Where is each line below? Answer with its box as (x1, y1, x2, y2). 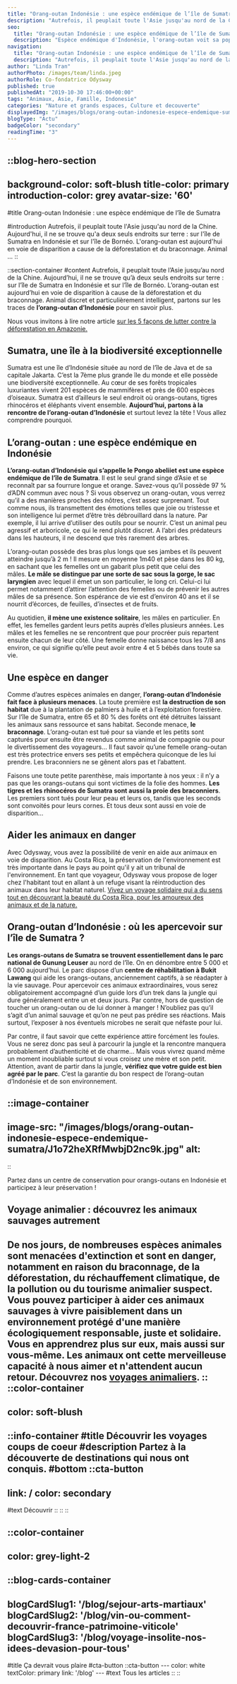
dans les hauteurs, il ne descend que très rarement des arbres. (7, 534, 190, 542)
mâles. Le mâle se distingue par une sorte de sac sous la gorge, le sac (7, 570, 215, 579)
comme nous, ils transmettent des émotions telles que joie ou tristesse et (7, 504, 220, 512)
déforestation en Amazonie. (7, 324, 88, 332)
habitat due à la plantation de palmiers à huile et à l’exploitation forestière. (7, 705, 223, 714)
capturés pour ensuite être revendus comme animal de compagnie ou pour (7, 735, 225, 744)
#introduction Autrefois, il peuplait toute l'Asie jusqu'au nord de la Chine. (7, 222, 218, 230)
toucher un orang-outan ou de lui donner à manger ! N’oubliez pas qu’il (7, 1003, 214, 1011)
